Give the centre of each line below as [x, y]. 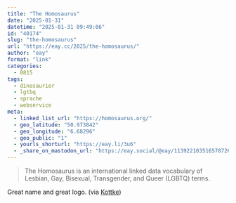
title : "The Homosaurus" [44, 14]
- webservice [33, 105]
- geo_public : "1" [41, 138]
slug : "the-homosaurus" [42, 40]
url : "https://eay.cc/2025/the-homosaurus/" [73, 46]
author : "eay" [28, 53]
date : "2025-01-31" [36, 20]
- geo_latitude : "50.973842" [56, 125]
